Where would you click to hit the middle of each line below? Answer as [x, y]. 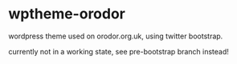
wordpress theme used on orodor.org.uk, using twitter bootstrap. [116, 36]
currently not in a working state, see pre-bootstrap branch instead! [118, 51]
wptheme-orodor [67, 14]
